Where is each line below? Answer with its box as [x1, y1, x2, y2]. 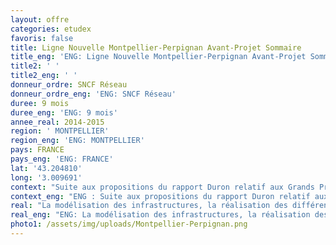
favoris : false [10, 33, 74, 43]
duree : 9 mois [10, 98, 70, 108]
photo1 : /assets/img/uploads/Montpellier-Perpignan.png [10, 219, 248, 230]
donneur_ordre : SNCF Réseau [10, 80, 128, 90]
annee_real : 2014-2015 [10, 117, 105, 127]
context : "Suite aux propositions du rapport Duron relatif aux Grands [10, 182, 315, 192]
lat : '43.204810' [10, 163, 83, 173]
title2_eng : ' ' [10, 71, 78, 81]
